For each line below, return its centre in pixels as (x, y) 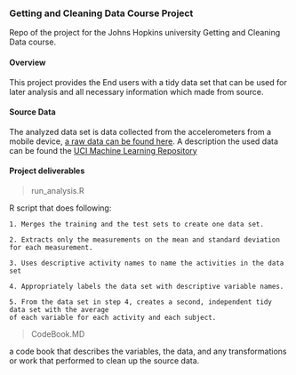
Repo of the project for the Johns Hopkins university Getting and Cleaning (145, 33)
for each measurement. (51, 247)
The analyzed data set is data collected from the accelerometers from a (140, 132)
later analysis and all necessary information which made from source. (136, 92)
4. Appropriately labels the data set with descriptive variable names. (147, 286)
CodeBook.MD (58, 334)
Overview (28, 62)
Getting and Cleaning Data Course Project (101, 13)
